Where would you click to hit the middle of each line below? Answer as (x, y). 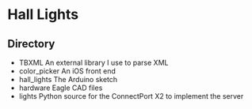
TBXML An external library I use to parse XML (94, 62)
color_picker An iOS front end (67, 71)
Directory (31, 44)
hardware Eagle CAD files (61, 88)
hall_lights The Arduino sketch (68, 79)
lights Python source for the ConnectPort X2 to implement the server (131, 96)
